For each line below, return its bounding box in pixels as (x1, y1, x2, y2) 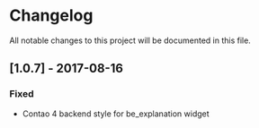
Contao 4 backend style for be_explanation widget (22, 108, 210, 119)
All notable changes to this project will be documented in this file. (9, 35, 252, 46)
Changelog (9, 5, 94, 26)
